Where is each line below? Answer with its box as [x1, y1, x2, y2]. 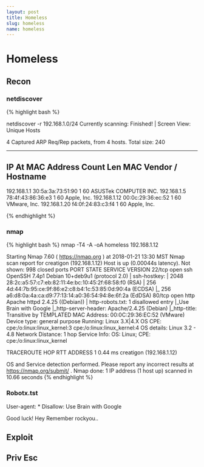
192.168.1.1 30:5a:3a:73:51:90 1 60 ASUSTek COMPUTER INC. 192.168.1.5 [6, 187, 186, 195]
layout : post [6, 9, 39, 15]
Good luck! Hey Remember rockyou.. [6, 415, 99, 422]
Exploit [6, 432, 33, 442]
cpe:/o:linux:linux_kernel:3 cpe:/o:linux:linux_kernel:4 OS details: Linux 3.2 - [6, 324, 196, 332]
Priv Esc [6, 453, 38, 463]
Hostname [6, 171, 47, 181]
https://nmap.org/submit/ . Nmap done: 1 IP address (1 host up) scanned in [6, 367, 193, 374]
